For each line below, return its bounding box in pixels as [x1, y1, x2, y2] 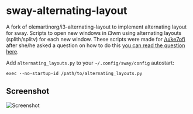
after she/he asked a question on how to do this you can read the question [6, 42, 185, 49]
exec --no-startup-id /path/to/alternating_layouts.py [6, 70, 143, 76]
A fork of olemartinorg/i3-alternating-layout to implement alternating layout [6, 23, 187, 30]
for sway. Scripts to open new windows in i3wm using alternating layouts [6, 29, 182, 36]
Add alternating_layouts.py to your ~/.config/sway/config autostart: [6, 59, 174, 66]
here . [6, 48, 19, 55]
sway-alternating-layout [6, 4, 127, 17]
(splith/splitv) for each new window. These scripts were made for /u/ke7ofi [6, 35, 185, 42]
